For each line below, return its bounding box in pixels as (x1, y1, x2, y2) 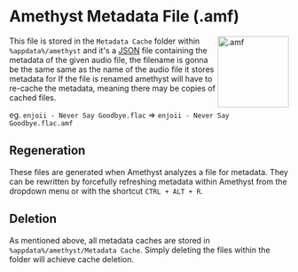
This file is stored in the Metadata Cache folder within (9, 36, 200, 46)
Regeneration (9, 143, 86, 158)
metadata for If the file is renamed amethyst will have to (9, 73, 213, 84)
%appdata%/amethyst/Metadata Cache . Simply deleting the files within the (9, 244, 271, 255)
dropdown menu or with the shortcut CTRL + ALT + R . (9, 185, 204, 196)
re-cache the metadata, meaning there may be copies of (9, 83, 216, 93)
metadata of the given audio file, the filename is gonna (9, 54, 208, 65)
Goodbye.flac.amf (9, 118, 74, 128)
